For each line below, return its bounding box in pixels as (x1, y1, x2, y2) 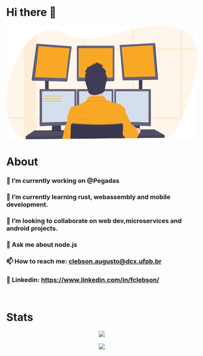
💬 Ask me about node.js (6, 240, 78, 249)
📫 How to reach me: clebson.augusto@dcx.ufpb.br (6, 257, 162, 265)
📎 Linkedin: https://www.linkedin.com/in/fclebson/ (6, 275, 159, 284)
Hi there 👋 (6, 5, 56, 19)
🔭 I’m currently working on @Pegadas (6, 177, 120, 185)
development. (6, 200, 48, 208)
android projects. (6, 224, 58, 232)
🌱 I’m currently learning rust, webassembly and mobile (6, 193, 171, 201)
